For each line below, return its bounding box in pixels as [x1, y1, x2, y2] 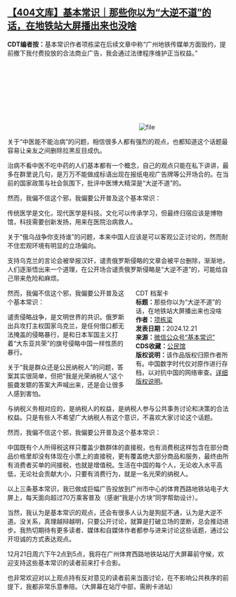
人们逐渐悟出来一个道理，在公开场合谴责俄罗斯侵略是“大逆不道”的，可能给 [7, 265, 223, 273]
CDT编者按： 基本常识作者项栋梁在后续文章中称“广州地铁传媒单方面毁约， [7, 39, 220, 48]
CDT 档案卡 [136, 288, 169, 297]
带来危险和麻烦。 [13, 273, 63, 282]
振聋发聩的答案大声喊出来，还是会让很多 [7, 380, 124, 389]
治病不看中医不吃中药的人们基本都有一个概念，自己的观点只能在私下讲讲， [7, 161, 223, 169]
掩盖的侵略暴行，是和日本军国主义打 [13, 330, 118, 338]
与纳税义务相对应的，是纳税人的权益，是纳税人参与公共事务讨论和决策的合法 [7, 404, 229, 412]
